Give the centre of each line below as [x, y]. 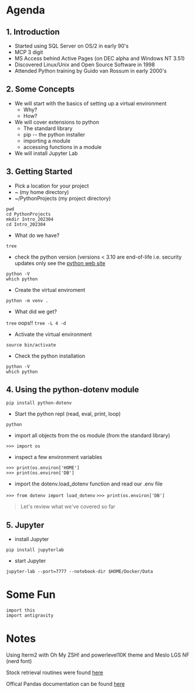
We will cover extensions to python [57, 122]
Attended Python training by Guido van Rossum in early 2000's [90, 71]
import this [20, 610]
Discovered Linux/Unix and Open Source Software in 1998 [85, 64]
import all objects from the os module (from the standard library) [92, 436]
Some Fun [31, 595]
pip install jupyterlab [35, 550]
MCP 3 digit [29, 52]
